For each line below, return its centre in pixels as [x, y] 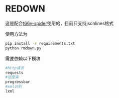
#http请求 [15, 68]
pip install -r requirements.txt [40, 43]
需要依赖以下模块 [23, 58]
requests [14, 73]
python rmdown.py [23, 48]
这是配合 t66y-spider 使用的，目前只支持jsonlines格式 [59, 23]
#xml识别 [14, 87]
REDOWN [25, 9]
